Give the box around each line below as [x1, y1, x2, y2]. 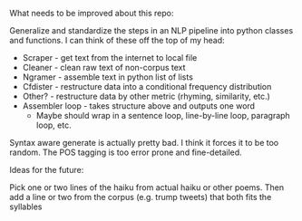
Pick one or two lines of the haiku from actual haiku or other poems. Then [9, 182, 284, 193]
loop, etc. [35, 120, 72, 130]
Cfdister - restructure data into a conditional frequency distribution [22, 82, 272, 91]
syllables [9, 201, 43, 212]
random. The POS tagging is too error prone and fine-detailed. [9, 147, 242, 158]
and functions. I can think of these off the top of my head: [9, 35, 225, 45]
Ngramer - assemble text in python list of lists [22, 72, 193, 82]
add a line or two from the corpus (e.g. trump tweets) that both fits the [9, 192, 272, 202]
